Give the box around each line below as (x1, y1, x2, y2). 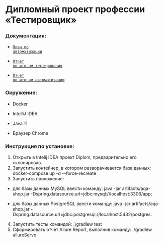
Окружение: (5, 89, 38, 96)
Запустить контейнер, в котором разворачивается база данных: (12, 165, 151, 171)
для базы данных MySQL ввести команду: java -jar (12, 185, 121, 191)
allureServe (12, 232, 37, 238)
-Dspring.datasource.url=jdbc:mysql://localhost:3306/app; (30, 191, 152, 197)
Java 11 (12, 120, 28, 126)
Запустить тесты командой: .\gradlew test (12, 221, 102, 227)
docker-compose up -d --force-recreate (12, 170, 97, 176)
